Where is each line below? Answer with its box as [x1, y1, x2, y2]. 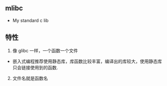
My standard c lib [12, 17, 49, 23]
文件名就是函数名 [12, 75, 48, 81]
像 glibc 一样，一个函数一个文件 [12, 47, 78, 53]
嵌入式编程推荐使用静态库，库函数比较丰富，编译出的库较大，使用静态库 [12, 58, 162, 64]
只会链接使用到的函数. [12, 64, 58, 70]
